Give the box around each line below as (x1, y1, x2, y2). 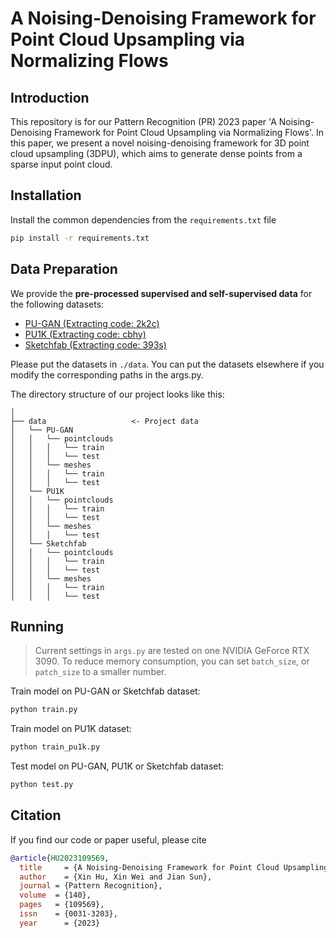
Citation (10, 807, 62, 824)
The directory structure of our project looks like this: (10, 388, 225, 400)
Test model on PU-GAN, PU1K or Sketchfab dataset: (10, 760, 225, 772)
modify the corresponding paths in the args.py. (10, 368, 204, 381)
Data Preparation (10, 261, 118, 278)
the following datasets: (10, 298, 105, 310)
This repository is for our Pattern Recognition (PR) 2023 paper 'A (10, 116, 277, 127)
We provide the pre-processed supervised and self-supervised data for (10, 287, 313, 299)
